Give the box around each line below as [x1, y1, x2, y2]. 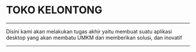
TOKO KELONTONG [6, 3, 103, 17]
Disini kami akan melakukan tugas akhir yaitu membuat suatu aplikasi [6, 28, 172, 35]
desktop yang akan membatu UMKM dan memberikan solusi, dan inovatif [6, 34, 183, 41]
